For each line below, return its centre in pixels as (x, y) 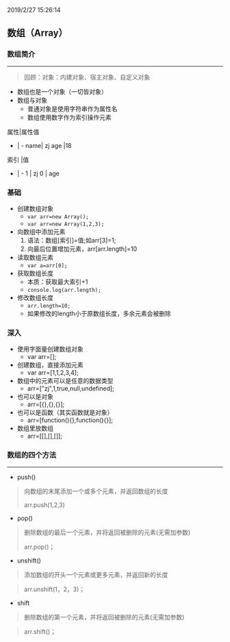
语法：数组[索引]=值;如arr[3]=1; (72, 240)
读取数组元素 (35, 257)
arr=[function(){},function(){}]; (70, 420)
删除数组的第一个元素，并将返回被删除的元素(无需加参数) (104, 617)
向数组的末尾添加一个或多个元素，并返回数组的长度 (96, 491)
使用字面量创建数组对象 (50, 349)
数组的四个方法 (32, 455)
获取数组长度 (35, 273)
